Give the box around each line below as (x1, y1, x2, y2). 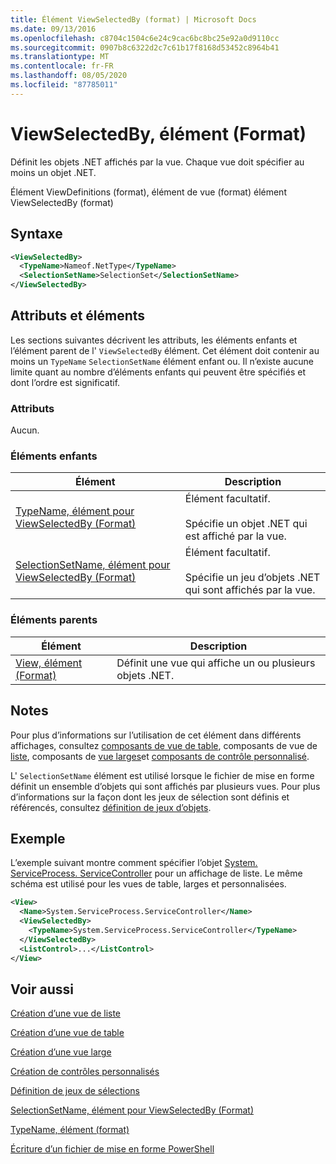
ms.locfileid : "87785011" (10, 80, 118, 90)
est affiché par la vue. (184, 529, 287, 543)
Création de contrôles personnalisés (10, 1066, 160, 1078)
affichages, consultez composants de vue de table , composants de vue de (10, 739, 318, 751)
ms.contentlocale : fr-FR (10, 61, 114, 71)
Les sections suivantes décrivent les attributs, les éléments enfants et (10, 334, 298, 346)
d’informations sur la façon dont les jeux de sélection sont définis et (10, 791, 290, 803)
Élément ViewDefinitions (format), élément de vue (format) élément (10, 186, 287, 198)
